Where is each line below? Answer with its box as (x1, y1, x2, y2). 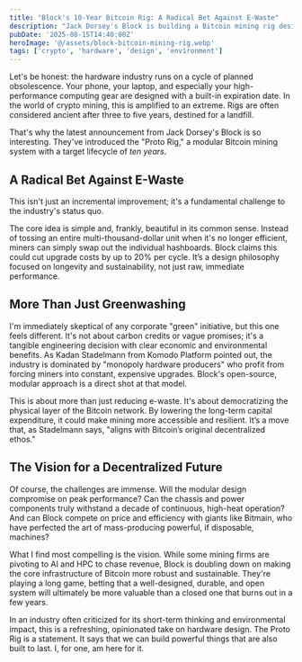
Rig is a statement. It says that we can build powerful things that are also (9, 633, 278, 644)
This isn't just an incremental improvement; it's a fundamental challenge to (9, 195, 286, 207)
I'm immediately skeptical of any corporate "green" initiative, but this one (9, 320, 280, 331)
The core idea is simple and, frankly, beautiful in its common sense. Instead (9, 222, 289, 234)
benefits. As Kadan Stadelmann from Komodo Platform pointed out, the (9, 349, 272, 360)
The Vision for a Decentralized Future (9, 460, 223, 475)
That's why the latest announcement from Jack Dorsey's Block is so (9, 127, 262, 138)
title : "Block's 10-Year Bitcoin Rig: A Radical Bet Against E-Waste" (9, 13, 280, 22)
